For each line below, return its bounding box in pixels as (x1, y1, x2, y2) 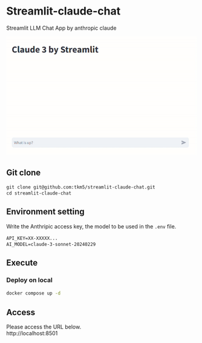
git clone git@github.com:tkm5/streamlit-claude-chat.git (6, 184, 155, 190)
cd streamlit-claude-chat (6, 190, 71, 196)
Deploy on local (6, 276, 53, 284)
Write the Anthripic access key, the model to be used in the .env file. (6, 222, 177, 230)
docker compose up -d (6, 290, 61, 296)
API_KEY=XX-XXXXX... (6, 235, 59, 241)
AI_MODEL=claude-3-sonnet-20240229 (6, 241, 96, 247)
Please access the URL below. (6, 323, 82, 331)
